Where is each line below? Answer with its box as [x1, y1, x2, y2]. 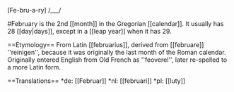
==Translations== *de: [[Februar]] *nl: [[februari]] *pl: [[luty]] [7, 77, 186, 85]
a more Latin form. [7, 63, 62, 71]
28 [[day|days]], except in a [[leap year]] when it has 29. [7, 27, 172, 35]
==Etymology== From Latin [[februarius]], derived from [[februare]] [7, 41, 204, 48]
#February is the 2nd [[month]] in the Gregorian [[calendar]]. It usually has [7, 20, 224, 27]
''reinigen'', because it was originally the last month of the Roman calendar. [7, 48, 226, 56]
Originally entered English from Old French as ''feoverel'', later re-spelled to [7, 55, 228, 64]
